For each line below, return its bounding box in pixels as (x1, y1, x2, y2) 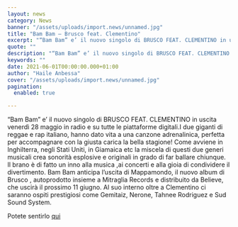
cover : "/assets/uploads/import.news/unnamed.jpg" (7, 76, 160, 84)
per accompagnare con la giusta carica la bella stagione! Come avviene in (7, 138, 223, 146)
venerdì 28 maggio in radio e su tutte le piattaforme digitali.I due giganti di (7, 123, 223, 131)
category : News (7, 17, 52, 24)
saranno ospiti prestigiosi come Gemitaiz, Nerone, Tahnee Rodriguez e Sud (7, 191, 227, 199)
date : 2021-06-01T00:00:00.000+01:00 (7, 63, 119, 70)
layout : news (7, 10, 46, 18)
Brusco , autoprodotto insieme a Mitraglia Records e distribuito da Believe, (7, 175, 224, 184)
